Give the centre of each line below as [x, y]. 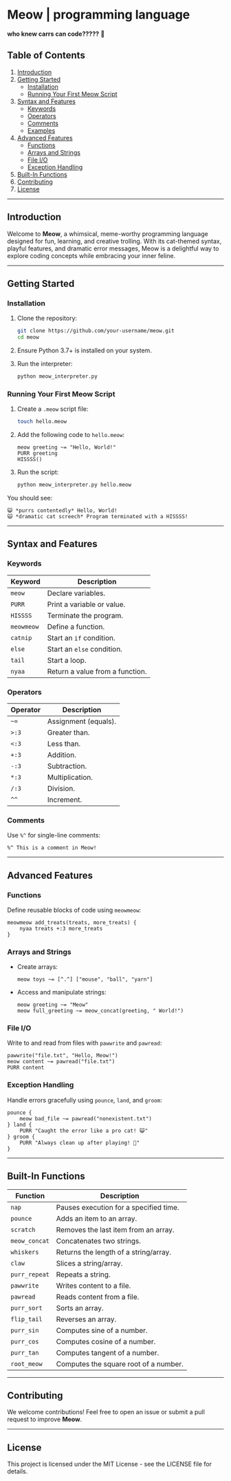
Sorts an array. [80, 1308]
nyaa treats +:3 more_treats [61, 928]
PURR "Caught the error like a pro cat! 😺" [84, 1131]
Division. [61, 788]
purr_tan [25, 1353]
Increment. [65, 800]
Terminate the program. [85, 615]
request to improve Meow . [45, 1419]
